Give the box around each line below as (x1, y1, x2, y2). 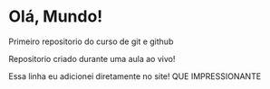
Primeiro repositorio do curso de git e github (8, 36, 174, 47)
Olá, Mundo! (8, 6, 103, 27)
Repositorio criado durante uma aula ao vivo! (8, 53, 176, 64)
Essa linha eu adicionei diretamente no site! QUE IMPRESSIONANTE (8, 70, 262, 82)
